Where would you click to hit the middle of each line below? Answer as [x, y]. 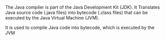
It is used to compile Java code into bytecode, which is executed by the [80, 27]
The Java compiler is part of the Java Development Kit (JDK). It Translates [83, 7]
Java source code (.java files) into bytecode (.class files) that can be [77, 12]
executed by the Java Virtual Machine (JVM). [52, 18]
